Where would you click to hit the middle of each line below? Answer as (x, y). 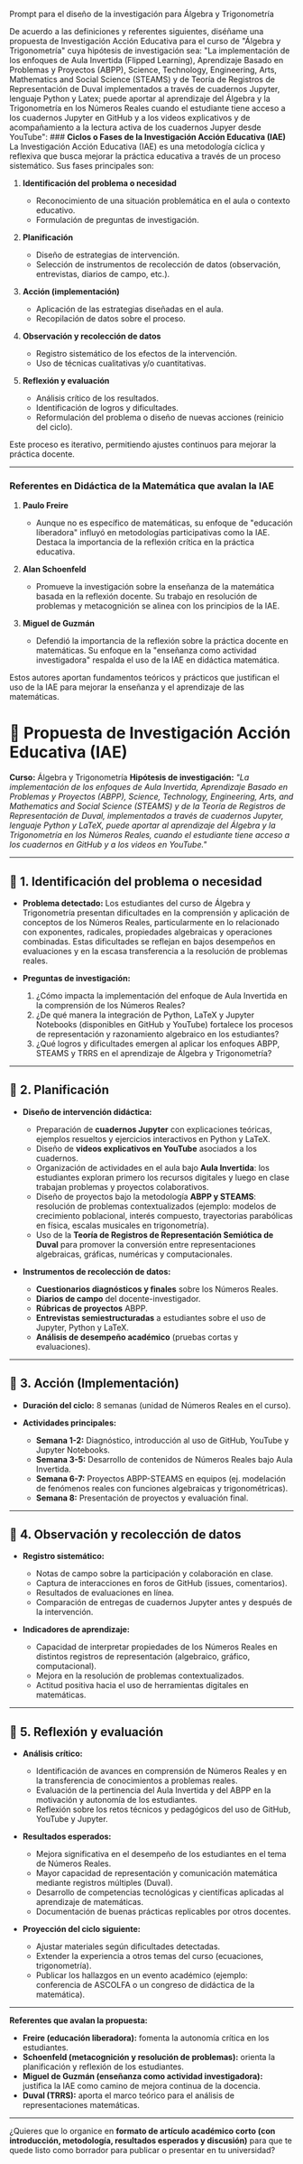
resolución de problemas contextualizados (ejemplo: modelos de (156, 1206)
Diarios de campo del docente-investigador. (118, 1298)
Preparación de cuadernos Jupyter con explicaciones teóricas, (154, 1129)
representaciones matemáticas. (81, 2105)
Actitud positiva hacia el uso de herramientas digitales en (142, 1686)
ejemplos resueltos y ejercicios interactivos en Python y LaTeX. (153, 1138)
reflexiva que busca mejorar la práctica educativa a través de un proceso (145, 156)
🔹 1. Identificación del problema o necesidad (136, 882)
